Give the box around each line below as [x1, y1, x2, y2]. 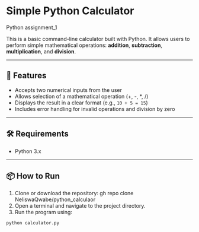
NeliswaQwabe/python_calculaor [14, 196, 96, 203]
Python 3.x [14, 147, 41, 155]
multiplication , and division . [6, 47, 76, 55]
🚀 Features [6, 71, 47, 81]
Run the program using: [14, 209, 73, 216]
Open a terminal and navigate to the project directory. [14, 202, 146, 209]
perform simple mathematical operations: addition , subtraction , [6, 42, 163, 49]
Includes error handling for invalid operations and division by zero [14, 105, 175, 112]
